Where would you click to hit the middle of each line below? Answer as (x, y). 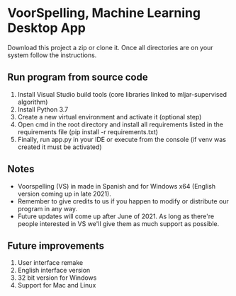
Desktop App (47, 28)
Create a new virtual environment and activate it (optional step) (109, 117)
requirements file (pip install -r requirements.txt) (88, 131)
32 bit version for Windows (57, 278)
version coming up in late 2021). (64, 194)
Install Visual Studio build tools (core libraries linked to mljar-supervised (122, 94)
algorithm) (33, 102)
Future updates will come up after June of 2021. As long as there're (116, 216)
